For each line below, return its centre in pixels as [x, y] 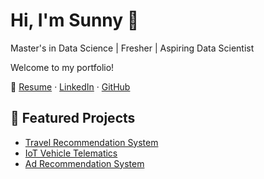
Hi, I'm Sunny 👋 [75, 20]
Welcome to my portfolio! [62, 67]
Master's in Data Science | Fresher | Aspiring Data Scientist [132, 48]
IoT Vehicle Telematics [71, 153]
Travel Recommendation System [91, 142]
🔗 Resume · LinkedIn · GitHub [70, 86]
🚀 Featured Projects [73, 118]
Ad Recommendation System [84, 163]
